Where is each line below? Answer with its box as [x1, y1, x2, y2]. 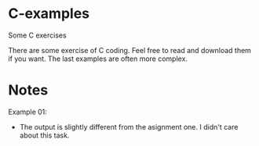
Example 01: [8, 107, 47, 116]
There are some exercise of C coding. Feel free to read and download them [8, 45, 251, 55]
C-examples [8, 5, 90, 23]
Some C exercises [8, 30, 67, 40]
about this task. [19, 130, 70, 140]
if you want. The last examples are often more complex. [8, 54, 188, 63]
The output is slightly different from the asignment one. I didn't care [19, 122, 239, 131]
